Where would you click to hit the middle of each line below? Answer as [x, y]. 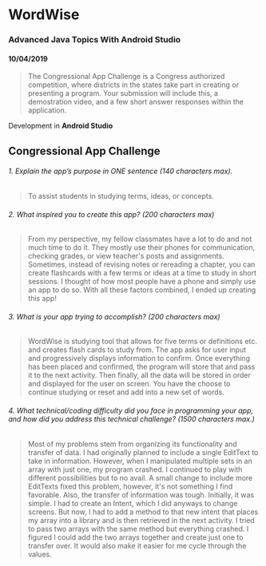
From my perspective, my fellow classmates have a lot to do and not [140, 239]
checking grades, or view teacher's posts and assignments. [126, 256]
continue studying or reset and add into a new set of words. [126, 392]
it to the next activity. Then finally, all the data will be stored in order [139, 375]
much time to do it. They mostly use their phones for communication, [141, 247]
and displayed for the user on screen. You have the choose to [129, 384]
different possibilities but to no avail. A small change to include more [140, 477]
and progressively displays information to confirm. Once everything [139, 358]
